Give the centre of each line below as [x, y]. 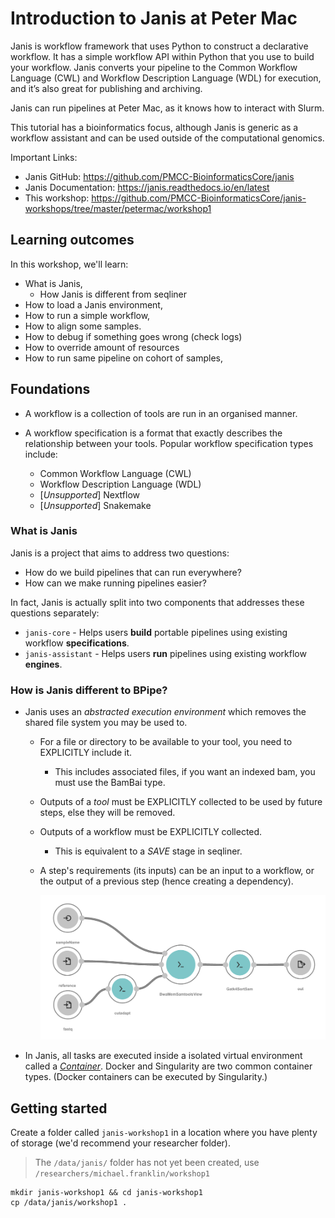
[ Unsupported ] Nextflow [89, 494]
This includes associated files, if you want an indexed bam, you [185, 772]
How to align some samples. [83, 326]
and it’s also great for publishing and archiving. [106, 88]
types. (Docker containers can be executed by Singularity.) [146, 1077]
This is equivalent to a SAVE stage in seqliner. [148, 851]
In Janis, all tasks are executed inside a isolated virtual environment [163, 1056]
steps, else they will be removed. [107, 813]
